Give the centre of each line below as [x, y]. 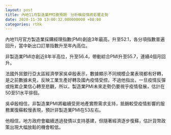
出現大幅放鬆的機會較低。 [36, 127]
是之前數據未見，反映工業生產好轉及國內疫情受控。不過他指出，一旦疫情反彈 [85, 80]
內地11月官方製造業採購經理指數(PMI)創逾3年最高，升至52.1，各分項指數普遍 [85, 39]
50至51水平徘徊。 [24, 93]
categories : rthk [24, 24]
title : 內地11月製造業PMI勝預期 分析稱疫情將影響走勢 [57, 15]
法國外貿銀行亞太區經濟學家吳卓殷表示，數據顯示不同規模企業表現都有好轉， [85, 74]
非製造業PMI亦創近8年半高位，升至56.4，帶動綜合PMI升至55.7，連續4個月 [83, 57]
